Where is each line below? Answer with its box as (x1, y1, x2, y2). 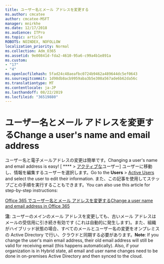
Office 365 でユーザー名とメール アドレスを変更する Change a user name (5, 198, 153, 204)
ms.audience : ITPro (5, 30, 45, 35)
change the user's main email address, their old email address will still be (5, 237, 154, 243)
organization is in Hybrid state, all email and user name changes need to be (5, 248, 158, 254)
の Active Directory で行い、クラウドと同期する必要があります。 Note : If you (5, 232, 159, 238)
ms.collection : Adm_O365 (5, 48, 56, 53)
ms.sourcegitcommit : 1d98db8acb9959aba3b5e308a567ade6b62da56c (5, 76, 138, 81)
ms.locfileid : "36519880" (5, 94, 58, 99)
